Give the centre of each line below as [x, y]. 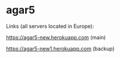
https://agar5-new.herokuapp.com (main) [56, 37]
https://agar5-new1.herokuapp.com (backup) [60, 48]
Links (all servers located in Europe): [50, 26]
